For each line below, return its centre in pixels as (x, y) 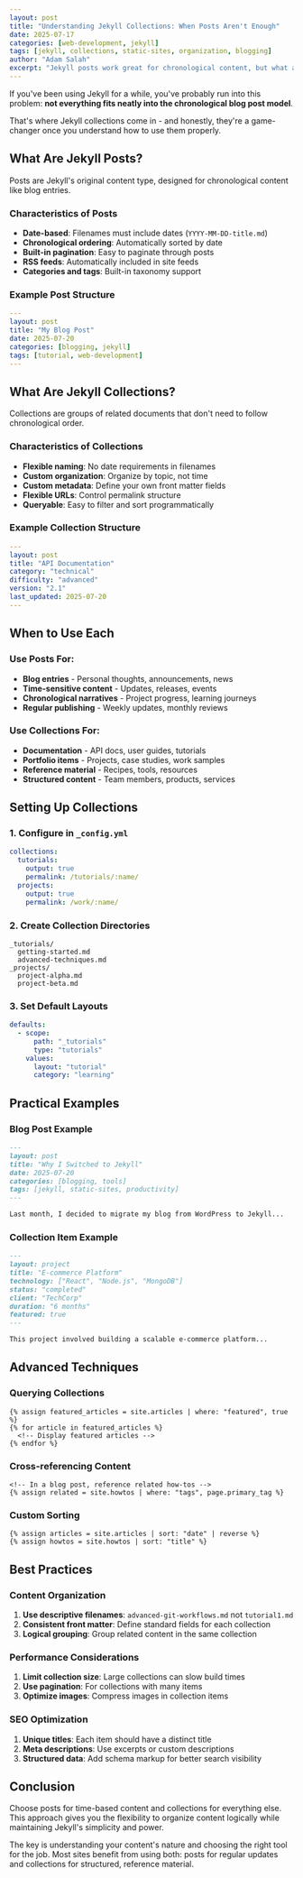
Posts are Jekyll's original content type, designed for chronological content (149, 180)
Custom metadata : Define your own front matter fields (124, 485)
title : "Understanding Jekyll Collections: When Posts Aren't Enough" (145, 26)
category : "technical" (52, 572)
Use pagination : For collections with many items (112, 1687)
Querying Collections (57, 1393)
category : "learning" (74, 1075)
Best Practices (51, 1569)
